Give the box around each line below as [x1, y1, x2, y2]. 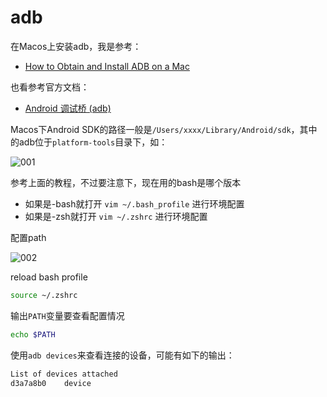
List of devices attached [10, 369, 118, 379]
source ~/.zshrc [10, 290, 78, 300]
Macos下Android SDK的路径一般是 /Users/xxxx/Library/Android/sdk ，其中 [10, 123, 318, 135]
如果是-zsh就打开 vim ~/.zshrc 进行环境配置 [24, 210, 208, 222]
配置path [10, 231, 47, 243]
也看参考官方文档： [10, 81, 90, 93]
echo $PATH [10, 329, 56, 340]
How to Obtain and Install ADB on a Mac [24, 60, 190, 72]
